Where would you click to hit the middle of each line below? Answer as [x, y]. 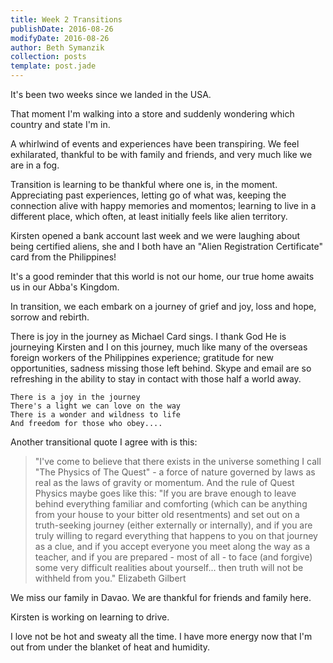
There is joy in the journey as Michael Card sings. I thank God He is [148, 336]
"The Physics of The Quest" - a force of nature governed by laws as [175, 472]
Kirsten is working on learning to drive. [90, 617]
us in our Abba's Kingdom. [65, 287]
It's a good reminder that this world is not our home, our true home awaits [162, 276]
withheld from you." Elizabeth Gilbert [110, 578]
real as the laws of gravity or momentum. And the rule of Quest [164, 482]
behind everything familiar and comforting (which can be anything [171, 504]
